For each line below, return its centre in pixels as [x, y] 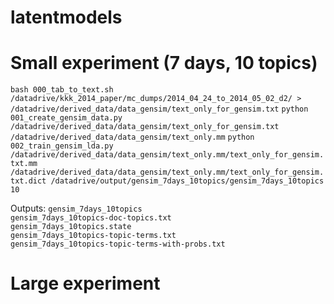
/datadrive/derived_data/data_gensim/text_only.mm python [132, 137]
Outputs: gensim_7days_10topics [76, 208]
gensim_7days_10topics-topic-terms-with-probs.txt [118, 244]
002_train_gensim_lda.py [62, 146]
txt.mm [24, 164]
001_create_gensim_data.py [66, 118]
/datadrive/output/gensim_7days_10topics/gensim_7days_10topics [187, 181]
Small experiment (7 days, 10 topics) [164, 63]
